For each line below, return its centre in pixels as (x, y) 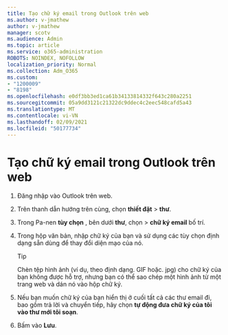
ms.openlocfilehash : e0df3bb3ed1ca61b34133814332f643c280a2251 (100, 97)
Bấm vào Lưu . (37, 325)
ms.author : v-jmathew (38, 20)
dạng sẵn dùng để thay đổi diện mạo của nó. (80, 243)
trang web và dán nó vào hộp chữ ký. (70, 284)
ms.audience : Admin (35, 39)
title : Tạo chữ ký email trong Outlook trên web (78, 13)
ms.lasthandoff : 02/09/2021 (47, 122)
